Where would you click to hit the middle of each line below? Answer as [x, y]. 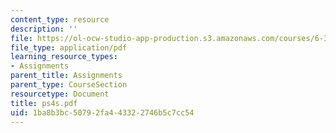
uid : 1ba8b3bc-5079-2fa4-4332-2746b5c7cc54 [102, 112]
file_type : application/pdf [69, 47]
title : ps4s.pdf [44, 103]
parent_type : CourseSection [69, 85]
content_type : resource [60, 19]
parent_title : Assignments [66, 76]
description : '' [44, 29]
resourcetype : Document [60, 94]
